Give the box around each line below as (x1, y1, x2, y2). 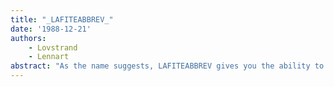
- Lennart (28, 52, 70, 62)
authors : (10, 33, 47, 43)
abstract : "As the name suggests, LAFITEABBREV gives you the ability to (10, 61, 325, 71)
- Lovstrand (28, 42, 78, 53)
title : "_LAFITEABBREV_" (10, 14, 114, 25)
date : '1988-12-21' (10, 24, 92, 34)
